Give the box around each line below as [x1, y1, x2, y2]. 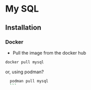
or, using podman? [5, 69, 44, 75]
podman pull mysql [10, 78, 49, 83]
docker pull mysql [5, 59, 44, 65]
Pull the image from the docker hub [12, 50, 86, 56]
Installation [5, 23, 41, 32]
